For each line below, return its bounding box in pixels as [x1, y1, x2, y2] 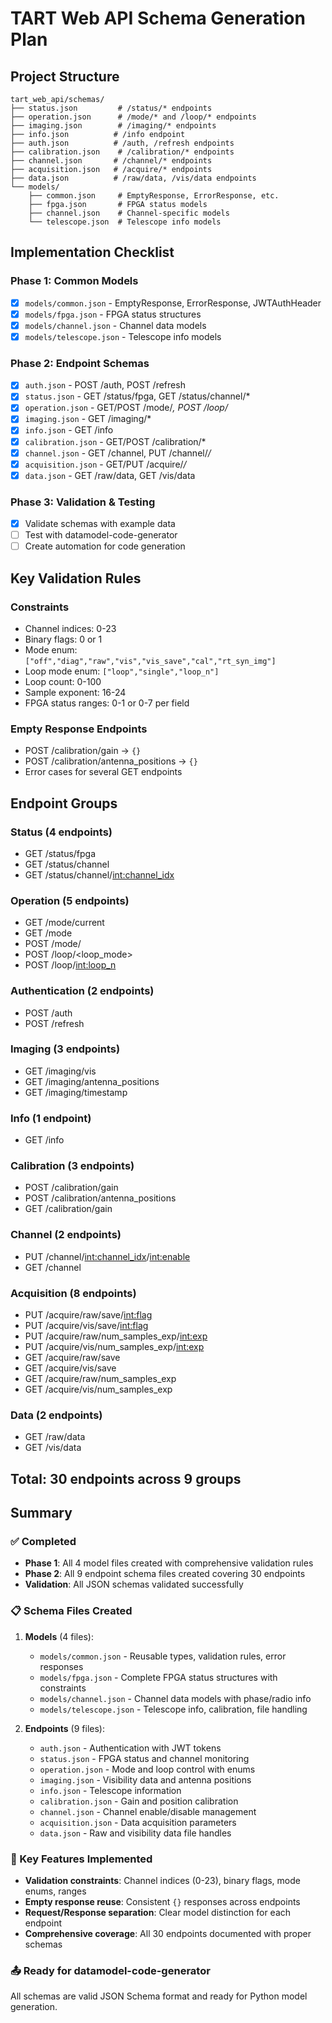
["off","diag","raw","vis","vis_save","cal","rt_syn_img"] [24, 656, 277, 666]
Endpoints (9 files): [24, 1722, 105, 1734]
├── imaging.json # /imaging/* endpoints [10, 121, 217, 131]
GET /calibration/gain [24, 1203, 113, 1215]
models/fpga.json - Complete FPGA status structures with [39, 1671, 278, 1683]
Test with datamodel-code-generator [24, 529, 178, 541]
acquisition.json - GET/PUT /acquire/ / [24, 458, 187, 470]
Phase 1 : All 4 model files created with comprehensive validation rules [24, 1557, 314, 1569]
